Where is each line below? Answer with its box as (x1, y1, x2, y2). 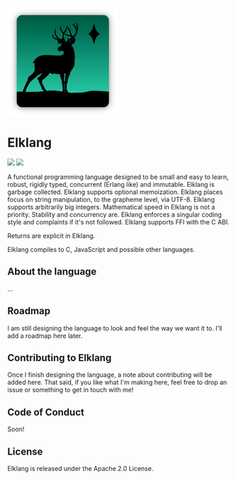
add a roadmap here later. (7, 331, 83, 340)
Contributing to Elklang (7, 352, 112, 364)
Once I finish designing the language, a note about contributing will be (7, 370, 213, 379)
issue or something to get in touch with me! (7, 386, 134, 394)
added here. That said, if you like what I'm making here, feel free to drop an (7, 378, 227, 387)
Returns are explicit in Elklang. (7, 232, 96, 240)
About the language (7, 265, 97, 278)
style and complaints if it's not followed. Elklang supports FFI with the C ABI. (7, 217, 230, 226)
